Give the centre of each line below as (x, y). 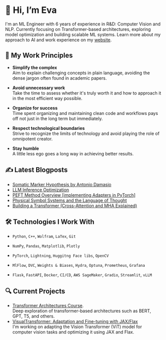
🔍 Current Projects (35, 291)
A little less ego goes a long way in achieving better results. (73, 153)
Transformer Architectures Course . (48, 306)
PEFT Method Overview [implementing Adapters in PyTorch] (74, 195)
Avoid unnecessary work (39, 88)
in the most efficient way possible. (47, 98)
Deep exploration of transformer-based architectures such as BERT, (82, 311)
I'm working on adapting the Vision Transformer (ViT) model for (77, 327)
